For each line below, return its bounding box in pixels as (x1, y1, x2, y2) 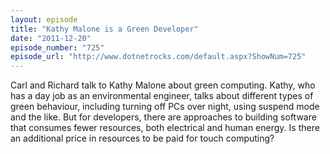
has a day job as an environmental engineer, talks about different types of (10, 90, 314, 102)
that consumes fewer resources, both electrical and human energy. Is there (10, 122, 320, 134)
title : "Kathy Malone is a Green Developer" (10, 24, 199, 34)
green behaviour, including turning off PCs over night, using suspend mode (10, 101, 320, 113)
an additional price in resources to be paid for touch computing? (10, 132, 275, 145)
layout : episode (10, 14, 78, 25)
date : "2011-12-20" (10, 33, 92, 43)
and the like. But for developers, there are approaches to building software (10, 111, 317, 123)
